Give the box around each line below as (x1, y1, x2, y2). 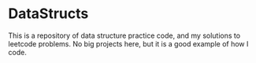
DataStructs (8, 5, 89, 23)
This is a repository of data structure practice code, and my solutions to (8, 31, 241, 40)
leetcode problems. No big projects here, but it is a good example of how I (8, 39, 249, 48)
